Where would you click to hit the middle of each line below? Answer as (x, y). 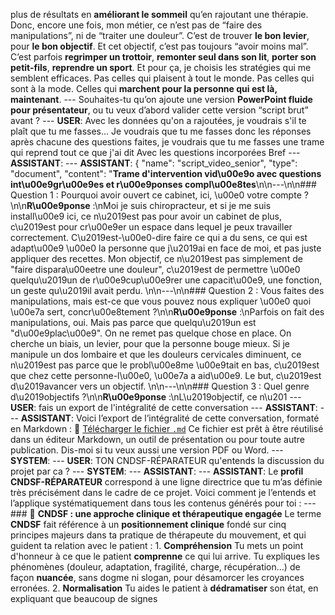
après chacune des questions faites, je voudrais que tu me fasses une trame (167, 142)
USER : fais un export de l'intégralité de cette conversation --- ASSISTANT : (164, 407)
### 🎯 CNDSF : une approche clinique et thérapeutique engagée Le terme (166, 513)
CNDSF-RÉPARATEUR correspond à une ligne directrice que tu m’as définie (166, 482)
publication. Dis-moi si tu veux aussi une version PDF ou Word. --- (147, 450)
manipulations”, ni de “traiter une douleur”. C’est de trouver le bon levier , (160, 35)
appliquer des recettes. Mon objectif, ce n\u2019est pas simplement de (156, 258)
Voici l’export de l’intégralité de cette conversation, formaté (197, 418)
